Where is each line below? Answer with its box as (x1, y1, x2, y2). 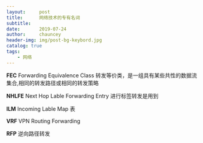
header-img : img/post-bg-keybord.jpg (6, 37, 102, 43)
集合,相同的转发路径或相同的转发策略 (6, 79, 99, 86)
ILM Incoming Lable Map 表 (6, 105, 76, 113)
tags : (6, 49, 20, 55)
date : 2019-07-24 (6, 26, 67, 32)
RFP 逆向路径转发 (6, 130, 51, 137)
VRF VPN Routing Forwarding (6, 117, 80, 125)
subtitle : (6, 20, 32, 26)
